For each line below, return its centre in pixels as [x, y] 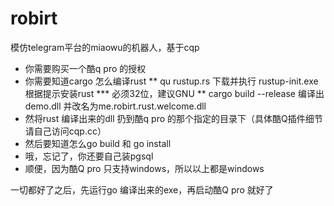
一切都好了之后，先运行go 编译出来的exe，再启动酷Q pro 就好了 [142, 189]
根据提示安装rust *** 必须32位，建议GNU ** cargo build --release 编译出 [174, 93]
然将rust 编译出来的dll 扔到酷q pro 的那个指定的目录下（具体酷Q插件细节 [173, 118]
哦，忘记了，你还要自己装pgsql [89, 156]
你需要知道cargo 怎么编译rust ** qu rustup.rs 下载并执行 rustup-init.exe [171, 81]
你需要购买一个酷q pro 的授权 [85, 68]
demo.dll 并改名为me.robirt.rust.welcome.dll [115, 106]
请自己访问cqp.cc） [65, 131]
